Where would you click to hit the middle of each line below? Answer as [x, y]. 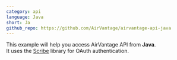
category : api [24, 11]
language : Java [25, 17]
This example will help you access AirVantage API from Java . [81, 45]
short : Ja [18, 22]
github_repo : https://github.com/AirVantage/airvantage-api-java [88, 28]
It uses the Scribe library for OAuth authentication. [68, 51]
